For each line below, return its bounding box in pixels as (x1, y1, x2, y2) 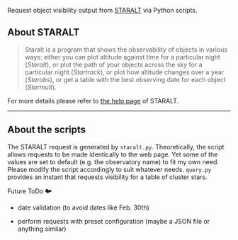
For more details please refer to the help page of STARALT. (7, 96, 179, 105)
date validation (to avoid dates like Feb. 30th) (17, 203, 150, 212)
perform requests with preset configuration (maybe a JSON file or (17, 217, 210, 225)
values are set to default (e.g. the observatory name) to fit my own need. (7, 157, 220, 166)
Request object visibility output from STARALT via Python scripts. (7, 6, 198, 14)
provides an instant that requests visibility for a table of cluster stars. (7, 173, 208, 181)
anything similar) (17, 224, 67, 233)
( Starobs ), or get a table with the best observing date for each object (24, 75, 226, 84)
